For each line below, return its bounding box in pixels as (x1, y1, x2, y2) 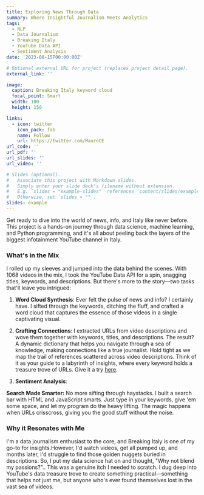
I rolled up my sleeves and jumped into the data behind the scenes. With (6, 265, 187, 272)
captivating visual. (15, 316, 61, 323)
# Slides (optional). (6, 171, 61, 178)
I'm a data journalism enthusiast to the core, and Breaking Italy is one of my (6, 438, 195, 445)
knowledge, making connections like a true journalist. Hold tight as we (15, 347, 191, 354)
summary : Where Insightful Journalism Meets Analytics (6, 15, 148, 21)
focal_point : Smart (12, 93, 61, 99)
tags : (6, 20, 20, 26)
